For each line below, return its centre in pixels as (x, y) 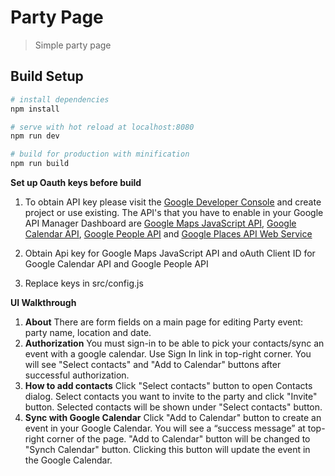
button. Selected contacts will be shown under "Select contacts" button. (173, 407)
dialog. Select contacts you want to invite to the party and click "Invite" (171, 396)
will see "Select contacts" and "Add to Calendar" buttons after (153, 364)
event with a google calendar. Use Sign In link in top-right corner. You (168, 354)
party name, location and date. (88, 332)
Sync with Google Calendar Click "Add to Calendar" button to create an (173, 417)
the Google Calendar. (68, 460)
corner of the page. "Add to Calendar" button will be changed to (178, 439)
